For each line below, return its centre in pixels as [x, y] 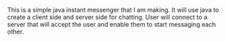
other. [16, 31]
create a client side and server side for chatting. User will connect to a [107, 17]
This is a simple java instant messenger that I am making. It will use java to [113, 10]
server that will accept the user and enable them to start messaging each [112, 24]
